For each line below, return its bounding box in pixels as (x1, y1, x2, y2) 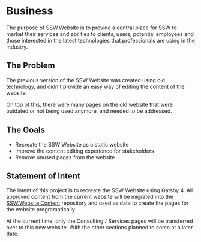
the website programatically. (6, 206, 77, 213)
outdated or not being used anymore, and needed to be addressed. (6, 107, 173, 115)
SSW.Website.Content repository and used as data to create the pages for (6, 199, 189, 207)
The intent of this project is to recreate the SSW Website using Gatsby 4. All (6, 187, 193, 194)
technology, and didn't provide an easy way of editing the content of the (6, 83, 185, 90)
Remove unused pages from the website (14, 153, 115, 160)
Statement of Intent (6, 171, 81, 181)
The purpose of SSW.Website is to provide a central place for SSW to (6, 24, 177, 31)
